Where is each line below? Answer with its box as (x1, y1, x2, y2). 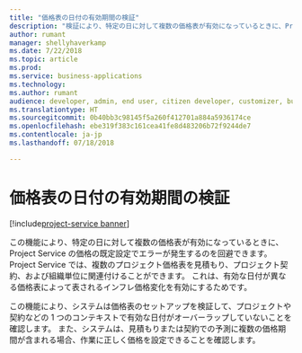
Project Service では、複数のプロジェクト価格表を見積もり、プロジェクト (9, 259, 280, 269)
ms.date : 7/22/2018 (9, 47, 83, 56)
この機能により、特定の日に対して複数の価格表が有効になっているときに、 (9, 236, 284, 247)
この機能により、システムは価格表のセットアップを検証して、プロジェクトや (9, 300, 292, 311)
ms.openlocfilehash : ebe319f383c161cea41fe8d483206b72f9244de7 (9, 122, 252, 131)
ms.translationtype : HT (9, 105, 99, 114)
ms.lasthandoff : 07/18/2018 (9, 138, 115, 147)
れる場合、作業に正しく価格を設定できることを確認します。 (40, 334, 261, 345)
